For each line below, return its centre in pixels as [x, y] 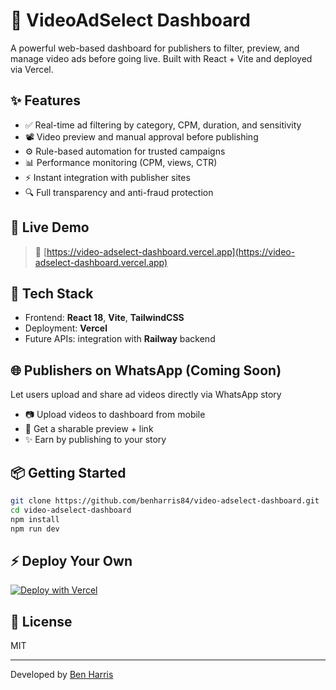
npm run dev [35, 529]
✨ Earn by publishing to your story [95, 440]
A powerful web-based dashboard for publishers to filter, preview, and [155, 48]
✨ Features [45, 100]
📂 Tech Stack [52, 293]
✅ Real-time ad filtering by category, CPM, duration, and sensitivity [163, 125]
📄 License [41, 621]
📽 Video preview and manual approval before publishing [141, 136]
